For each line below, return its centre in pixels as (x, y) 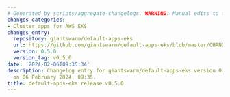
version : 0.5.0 (35, 52)
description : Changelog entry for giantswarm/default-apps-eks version (111, 70)
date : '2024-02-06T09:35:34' (49, 64)
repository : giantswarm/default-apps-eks (73, 39)
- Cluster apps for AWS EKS (47, 26)
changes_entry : (29, 32)
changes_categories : (37, 20)
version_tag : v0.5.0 (42, 58)
